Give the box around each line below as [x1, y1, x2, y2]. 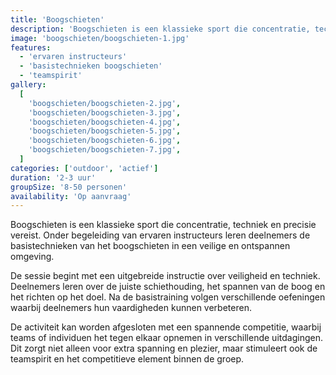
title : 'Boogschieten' [10, 14, 105, 25]
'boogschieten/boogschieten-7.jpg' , [28, 145, 182, 155]
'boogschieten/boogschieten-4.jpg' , [28, 117, 182, 127]
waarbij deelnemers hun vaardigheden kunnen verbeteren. [10, 302, 252, 314]
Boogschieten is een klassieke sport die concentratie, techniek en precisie [10, 219, 317, 231]
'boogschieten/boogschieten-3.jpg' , [28, 107, 182, 118]
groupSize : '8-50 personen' [10, 182, 128, 192]
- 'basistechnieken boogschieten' [19, 61, 163, 71]
